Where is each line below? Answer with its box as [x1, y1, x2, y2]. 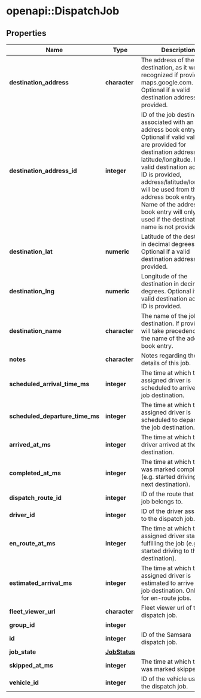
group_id [9, 621, 35, 629]
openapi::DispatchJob [6, 4, 120, 18]
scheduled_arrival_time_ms [9, 380, 90, 388]
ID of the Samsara [141, 630, 191, 639]
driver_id [9, 511, 35, 519]
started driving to [141, 547, 190, 555]
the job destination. [141, 423, 196, 432]
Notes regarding [141, 351, 187, 360]
